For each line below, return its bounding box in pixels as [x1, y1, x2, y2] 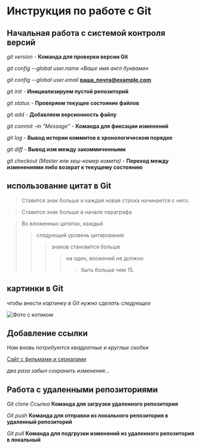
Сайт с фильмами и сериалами [7, 355, 87, 363]
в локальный [7, 436, 41, 443]
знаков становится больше [51, 243, 121, 250]
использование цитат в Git [7, 181, 112, 191]
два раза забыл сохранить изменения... [7, 367, 110, 375]
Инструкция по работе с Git [7, 4, 152, 18]
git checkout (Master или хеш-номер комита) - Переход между [7, 157, 169, 164]
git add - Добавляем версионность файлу [7, 111, 117, 118]
